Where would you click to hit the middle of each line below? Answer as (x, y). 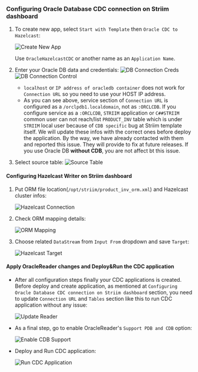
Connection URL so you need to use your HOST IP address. (95, 94)
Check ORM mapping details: (50, 218)
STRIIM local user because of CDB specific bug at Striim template (103, 126)
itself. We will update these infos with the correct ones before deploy (107, 132)
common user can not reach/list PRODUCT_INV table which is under (103, 119)
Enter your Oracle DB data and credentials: (67, 70)
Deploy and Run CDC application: (55, 351)
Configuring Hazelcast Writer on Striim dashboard (69, 176)
